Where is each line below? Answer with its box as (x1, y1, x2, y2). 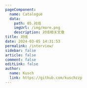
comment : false (5, 57, 36, 62)
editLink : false (5, 62, 38, 66)
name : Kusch (9, 71, 34, 76)
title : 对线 (5, 35, 28, 40)
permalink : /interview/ (5, 44, 54, 48)
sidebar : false (5, 48, 36, 53)
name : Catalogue (9, 12, 43, 17)
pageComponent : (5, 7, 36, 12)
